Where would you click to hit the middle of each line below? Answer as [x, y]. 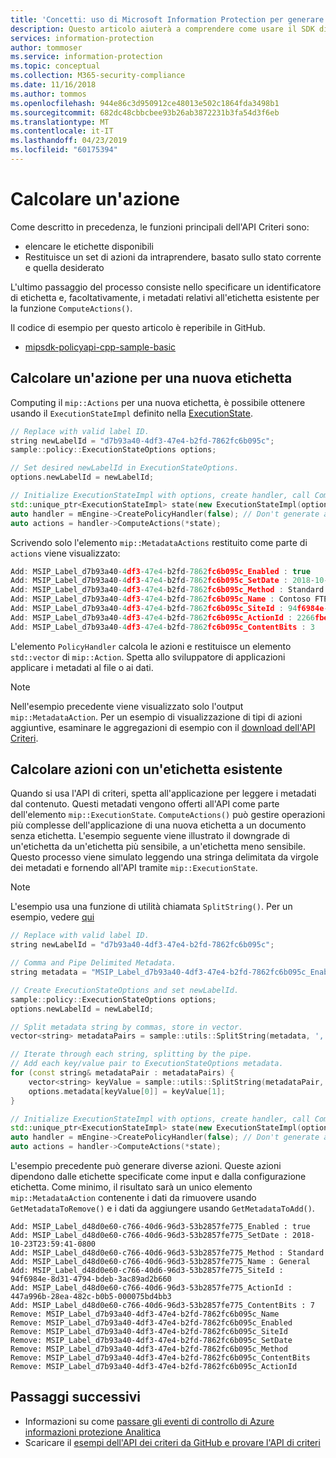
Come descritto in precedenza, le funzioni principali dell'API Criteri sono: [160, 227]
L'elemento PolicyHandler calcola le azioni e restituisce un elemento [151, 646]
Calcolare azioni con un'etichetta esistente [146, 769]
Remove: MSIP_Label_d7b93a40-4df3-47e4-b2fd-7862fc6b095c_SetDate [151, 1341]
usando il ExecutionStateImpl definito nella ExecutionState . [131, 413]
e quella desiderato [64, 267]
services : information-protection [82, 38]
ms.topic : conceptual [55, 66]
